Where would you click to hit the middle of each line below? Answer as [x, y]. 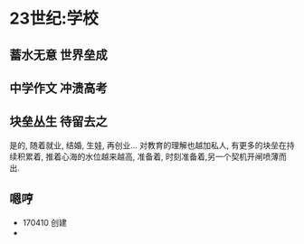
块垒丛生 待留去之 [58, 122]
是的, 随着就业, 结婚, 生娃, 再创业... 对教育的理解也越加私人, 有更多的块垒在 [148, 145]
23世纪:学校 [54, 19]
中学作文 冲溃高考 [58, 88]
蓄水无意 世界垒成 [58, 55]
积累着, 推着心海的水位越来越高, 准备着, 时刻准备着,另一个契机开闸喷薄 [147, 156]
